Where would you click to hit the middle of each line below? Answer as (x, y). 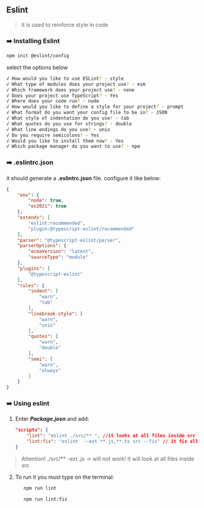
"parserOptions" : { (42, 246)
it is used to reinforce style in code (65, 24)
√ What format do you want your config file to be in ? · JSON (87, 113)
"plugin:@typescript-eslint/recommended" (82, 229)
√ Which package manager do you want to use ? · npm (73, 146)
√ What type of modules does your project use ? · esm (76, 84)
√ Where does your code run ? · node (53, 101)
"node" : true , (46, 200)
